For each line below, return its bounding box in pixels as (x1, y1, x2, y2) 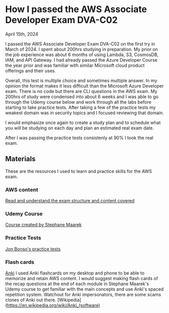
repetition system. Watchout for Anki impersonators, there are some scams (5, 291, 161, 297)
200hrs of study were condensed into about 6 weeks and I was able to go (5, 94, 159, 100)
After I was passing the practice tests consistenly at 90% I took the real (5, 135, 154, 141)
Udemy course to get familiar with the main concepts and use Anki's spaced (5, 286, 164, 292)
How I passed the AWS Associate (5, 4, 147, 15)
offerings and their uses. (5, 67, 57, 74)
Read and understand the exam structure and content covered (5, 198, 135, 204)
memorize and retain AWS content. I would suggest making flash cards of (5, 275, 158, 281)
